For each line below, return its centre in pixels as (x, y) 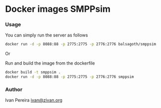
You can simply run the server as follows (47, 35)
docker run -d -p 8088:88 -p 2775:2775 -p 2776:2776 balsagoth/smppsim (80, 44)
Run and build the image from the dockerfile (50, 63)
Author (14, 90)
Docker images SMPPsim (58, 9)
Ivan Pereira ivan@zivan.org (34, 100)
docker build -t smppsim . (33, 72)
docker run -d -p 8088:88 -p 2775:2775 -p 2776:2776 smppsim (70, 77)
